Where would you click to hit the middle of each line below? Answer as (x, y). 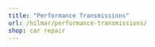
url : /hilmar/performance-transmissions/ (78, 23)
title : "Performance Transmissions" (69, 16)
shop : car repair (37, 30)
